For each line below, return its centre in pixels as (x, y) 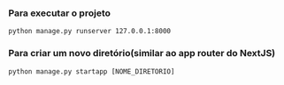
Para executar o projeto (60, 13)
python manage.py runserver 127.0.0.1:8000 (90, 32)
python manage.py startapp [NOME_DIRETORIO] (92, 71)
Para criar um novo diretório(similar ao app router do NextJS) (142, 53)
